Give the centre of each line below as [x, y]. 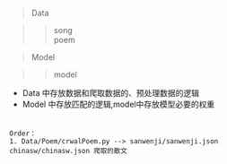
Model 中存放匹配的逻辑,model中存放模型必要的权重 [118, 104]
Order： [23, 134]
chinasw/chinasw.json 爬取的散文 [68, 151]
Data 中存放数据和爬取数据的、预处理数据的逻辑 [111, 93]
